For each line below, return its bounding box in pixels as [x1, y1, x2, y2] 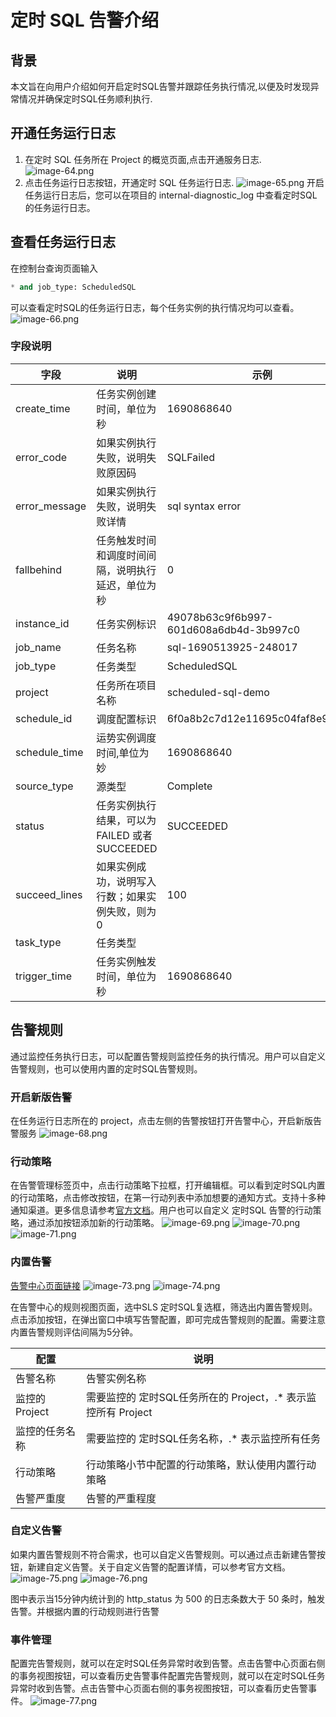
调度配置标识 [96, 712, 157, 726]
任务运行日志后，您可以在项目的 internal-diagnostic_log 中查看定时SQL [24, 189, 318, 201]
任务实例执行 [96, 798, 157, 812]
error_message [15, 499, 87, 513]
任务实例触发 [96, 954, 157, 968]
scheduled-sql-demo [166, 685, 270, 699]
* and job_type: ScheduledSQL [10, 282, 137, 292]
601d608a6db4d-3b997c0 [166, 622, 301, 636]
